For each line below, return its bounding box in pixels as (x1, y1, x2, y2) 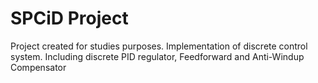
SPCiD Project (10, 7, 129, 30)
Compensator (10, 61, 67, 73)
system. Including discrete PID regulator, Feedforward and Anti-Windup (10, 50, 305, 62)
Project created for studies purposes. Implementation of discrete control (10, 40, 308, 52)
